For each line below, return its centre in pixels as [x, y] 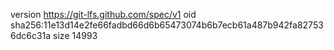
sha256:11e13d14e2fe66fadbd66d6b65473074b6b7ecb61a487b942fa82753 [167, 25]
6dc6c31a [31, 35]
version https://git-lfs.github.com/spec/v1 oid [103, 14]
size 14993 [75, 35]
